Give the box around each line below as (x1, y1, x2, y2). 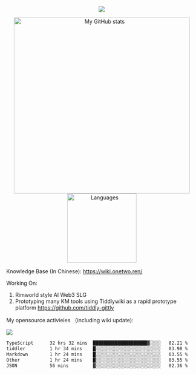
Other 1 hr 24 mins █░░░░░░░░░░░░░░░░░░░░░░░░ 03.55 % (6, 357, 188, 363)
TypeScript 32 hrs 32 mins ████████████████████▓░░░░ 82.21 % (6, 340, 188, 346)
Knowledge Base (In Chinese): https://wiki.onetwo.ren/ (6, 268, 143, 275)
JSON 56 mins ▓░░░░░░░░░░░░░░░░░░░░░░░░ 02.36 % (6, 362, 188, 369)
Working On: (6, 279, 38, 287)
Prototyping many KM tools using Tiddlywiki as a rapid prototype (15, 297, 177, 305)
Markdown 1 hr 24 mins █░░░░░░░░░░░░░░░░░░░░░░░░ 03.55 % (6, 351, 188, 357)
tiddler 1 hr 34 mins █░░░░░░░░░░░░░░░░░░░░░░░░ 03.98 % (6, 345, 188, 351)
